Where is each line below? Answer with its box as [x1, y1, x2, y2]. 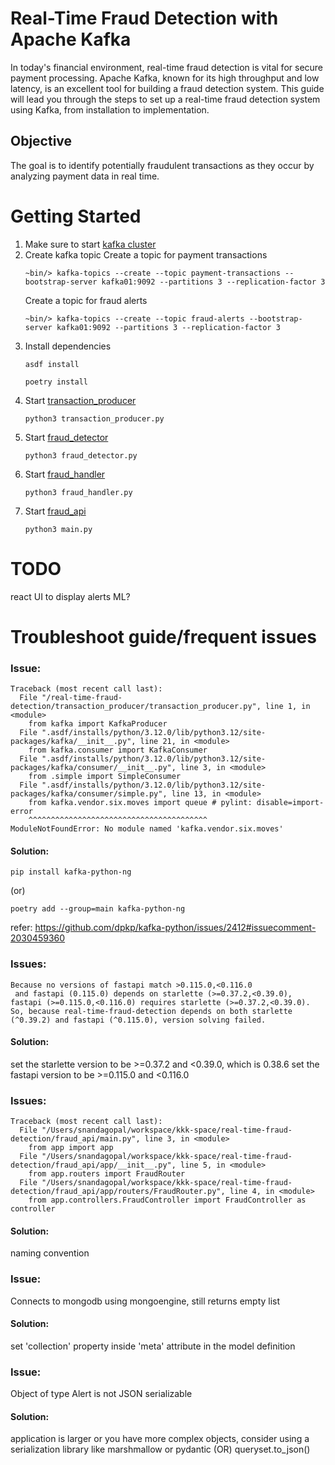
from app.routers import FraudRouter [28, 1169, 186, 1179]
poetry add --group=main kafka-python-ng [10, 904, 186, 914]
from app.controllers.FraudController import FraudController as [28, 1195, 307, 1206]
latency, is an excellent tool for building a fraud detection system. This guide [10, 82, 325, 94]
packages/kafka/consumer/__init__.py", [10, 763, 177, 773]
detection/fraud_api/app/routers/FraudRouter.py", [10, 1187, 226, 1197]
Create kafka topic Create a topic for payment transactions [24, 248, 268, 261]
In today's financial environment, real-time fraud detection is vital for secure [10, 61, 324, 73]
